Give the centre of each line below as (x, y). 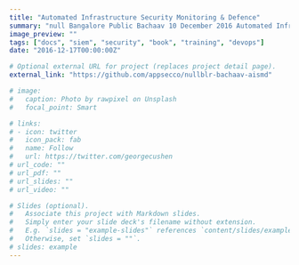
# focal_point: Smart (53, 108)
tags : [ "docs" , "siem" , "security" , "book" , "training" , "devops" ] (137, 42)
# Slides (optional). (49, 205)
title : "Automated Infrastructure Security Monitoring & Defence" (135, 17)
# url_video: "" (39, 189)
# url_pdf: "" (36, 173)
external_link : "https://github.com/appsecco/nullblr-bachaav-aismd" (141, 75)
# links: (25, 124)
